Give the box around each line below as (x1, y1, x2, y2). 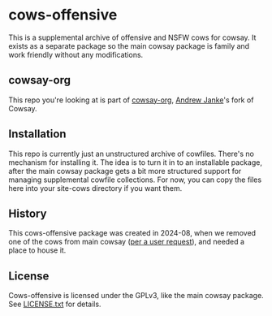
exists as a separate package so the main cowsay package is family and (8, 41, 250, 50)
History (8, 206, 47, 220)
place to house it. (8, 245, 67, 255)
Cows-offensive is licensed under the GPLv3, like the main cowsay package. (8, 291, 264, 301)
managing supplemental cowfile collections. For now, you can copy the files (8, 175, 262, 184)
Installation (8, 128, 67, 141)
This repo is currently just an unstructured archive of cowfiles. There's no (8, 149, 254, 158)
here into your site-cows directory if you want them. (8, 183, 183, 193)
